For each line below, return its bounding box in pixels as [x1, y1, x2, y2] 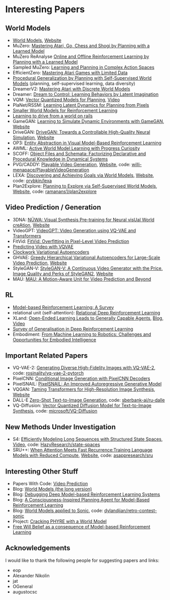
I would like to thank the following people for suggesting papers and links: [5, 557, 160, 563]
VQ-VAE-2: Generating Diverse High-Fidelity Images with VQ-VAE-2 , [12, 365, 156, 371]
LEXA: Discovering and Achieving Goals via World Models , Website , [12, 172, 154, 178]
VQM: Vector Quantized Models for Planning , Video [12, 97, 120, 103]
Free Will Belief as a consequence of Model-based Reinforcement [12, 524, 151, 530]
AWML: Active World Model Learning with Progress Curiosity [12, 145, 141, 151]
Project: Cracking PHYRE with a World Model [12, 518, 107, 524]
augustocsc [12, 588, 38, 595]
